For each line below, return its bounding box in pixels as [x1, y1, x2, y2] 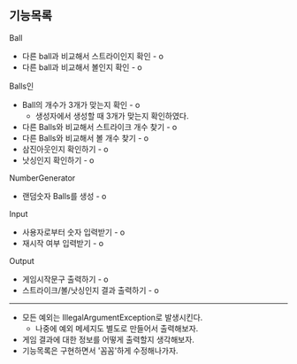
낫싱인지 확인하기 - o [21, 154, 95, 166]
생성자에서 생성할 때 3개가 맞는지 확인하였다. [34, 110, 189, 121]
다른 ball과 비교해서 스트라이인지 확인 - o [21, 50, 164, 61]
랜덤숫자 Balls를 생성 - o [21, 190, 107, 201]
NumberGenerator [9, 172, 76, 183]
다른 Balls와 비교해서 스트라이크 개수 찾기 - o [21, 121, 178, 132]
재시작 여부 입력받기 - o [21, 237, 104, 248]
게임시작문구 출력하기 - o [21, 274, 109, 284]
